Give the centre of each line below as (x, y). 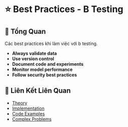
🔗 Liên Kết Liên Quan (38, 91)
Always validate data (35, 53)
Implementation (28, 108)
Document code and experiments (48, 64)
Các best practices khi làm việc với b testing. (51, 44)
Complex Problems (32, 119)
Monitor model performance (42, 69)
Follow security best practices (44, 75)
